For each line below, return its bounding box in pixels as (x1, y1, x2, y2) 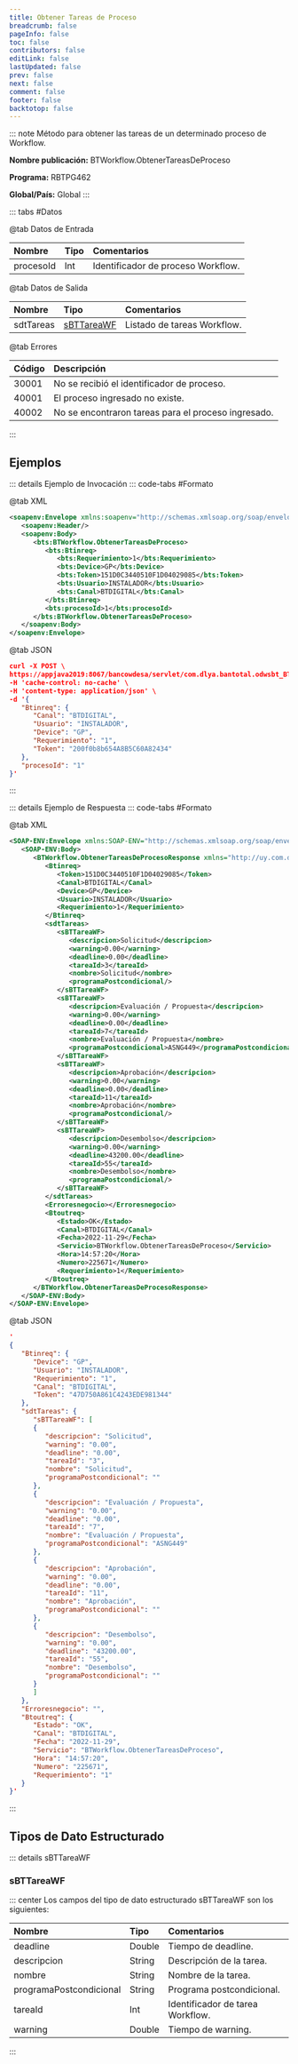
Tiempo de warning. (168, 2023, 252, 2036)
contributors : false (9, 46, 86, 55)
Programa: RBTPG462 (9, 172, 91, 183)
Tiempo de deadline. (168, 1940, 255, 1953)
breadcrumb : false (9, 21, 77, 30)
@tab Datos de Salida (9, 283, 89, 293)
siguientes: (9, 1904, 50, 1915)
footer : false (9, 95, 62, 105)
